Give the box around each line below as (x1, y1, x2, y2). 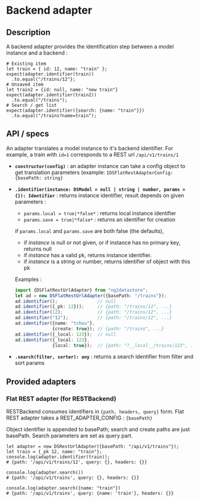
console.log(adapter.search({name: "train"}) (6, 485, 121, 491)
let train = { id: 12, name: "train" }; (6, 66, 108, 72)
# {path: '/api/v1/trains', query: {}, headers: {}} (6, 475, 140, 481)
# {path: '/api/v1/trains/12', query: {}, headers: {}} (6, 459, 147, 465)
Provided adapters (6, 377, 76, 387)
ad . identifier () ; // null (14, 298, 116, 304)
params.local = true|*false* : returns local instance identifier (23, 209, 176, 217)
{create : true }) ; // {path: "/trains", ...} (52, 326, 165, 331)
